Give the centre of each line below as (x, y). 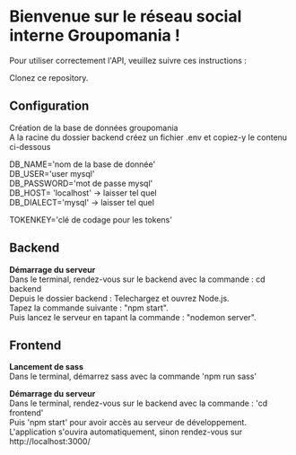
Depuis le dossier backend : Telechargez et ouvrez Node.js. (120, 298)
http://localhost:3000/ (50, 442)
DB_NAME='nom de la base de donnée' (83, 164)
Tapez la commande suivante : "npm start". (89, 308)
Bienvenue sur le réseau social (126, 17)
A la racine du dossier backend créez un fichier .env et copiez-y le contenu (148, 137)
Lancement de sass (46, 367)
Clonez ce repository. (49, 77)
